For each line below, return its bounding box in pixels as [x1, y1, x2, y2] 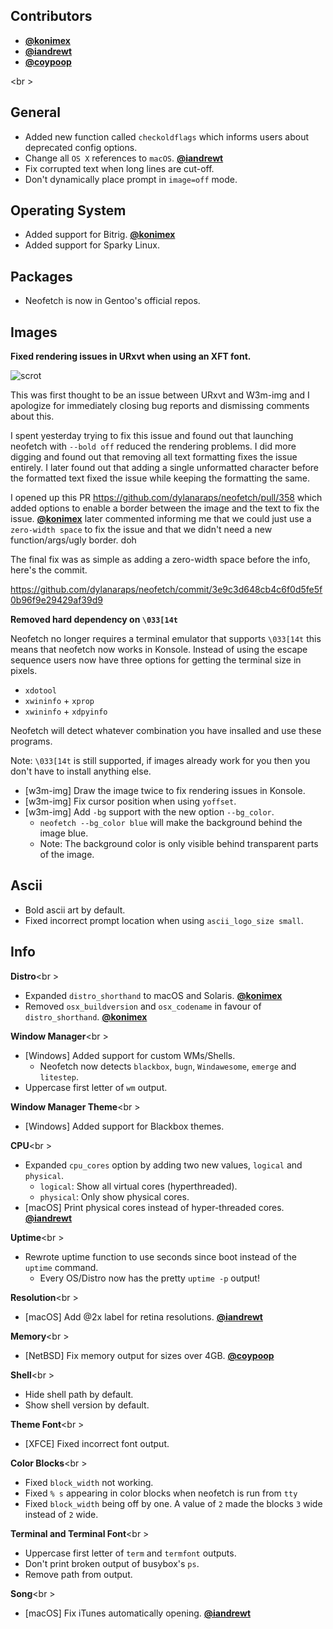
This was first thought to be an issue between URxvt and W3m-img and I [10, 389, 310, 401]
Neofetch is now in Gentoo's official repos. [24, 295, 201, 307]
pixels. [10, 665, 38, 677]
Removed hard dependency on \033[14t [10, 614, 178, 626]
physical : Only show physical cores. [39, 1190, 190, 1203]
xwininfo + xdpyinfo [24, 705, 108, 718]
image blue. [39, 827, 89, 839]
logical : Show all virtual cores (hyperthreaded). [39, 1180, 238, 1192]
